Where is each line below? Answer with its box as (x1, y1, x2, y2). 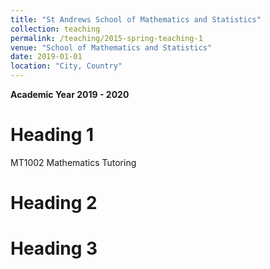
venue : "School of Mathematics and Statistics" (10, 42, 213, 53)
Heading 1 (10, 124, 95, 146)
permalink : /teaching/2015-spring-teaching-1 (10, 33, 203, 43)
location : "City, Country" (10, 61, 123, 71)
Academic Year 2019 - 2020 (10, 89, 130, 100)
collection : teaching (10, 24, 101, 34)
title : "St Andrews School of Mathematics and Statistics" (10, 14, 262, 25)
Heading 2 (10, 192, 98, 215)
